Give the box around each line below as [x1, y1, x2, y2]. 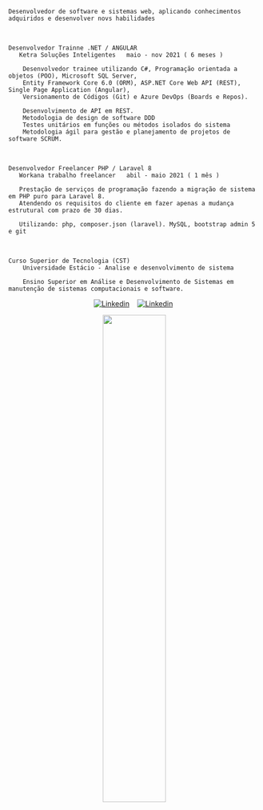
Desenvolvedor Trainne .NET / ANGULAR [8, 44, 137, 52]
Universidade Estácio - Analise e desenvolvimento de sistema [22, 264, 234, 272]
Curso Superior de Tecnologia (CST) [8, 257, 130, 265]
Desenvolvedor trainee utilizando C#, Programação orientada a [22, 65, 238, 73]
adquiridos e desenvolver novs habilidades [8, 14, 156, 22]
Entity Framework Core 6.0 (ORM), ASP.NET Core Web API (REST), [22, 79, 241, 87]
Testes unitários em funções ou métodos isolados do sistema [22, 121, 230, 129]
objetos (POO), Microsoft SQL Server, [8, 72, 137, 80]
